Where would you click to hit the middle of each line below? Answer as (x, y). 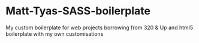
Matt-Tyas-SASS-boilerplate (78, 11)
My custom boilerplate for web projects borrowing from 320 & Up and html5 (99, 27)
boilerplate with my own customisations (55, 33)
